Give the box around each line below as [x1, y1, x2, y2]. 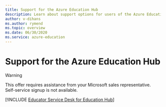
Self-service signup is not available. [5, 87, 78, 93]
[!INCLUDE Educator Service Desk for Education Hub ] [5, 97, 115, 103]
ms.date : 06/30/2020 [5, 30, 48, 35]
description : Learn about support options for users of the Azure [5, 12, 145, 17]
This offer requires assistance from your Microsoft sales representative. [5, 82, 151, 88]
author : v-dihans [5, 16, 41, 21]
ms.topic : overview [5, 26, 45, 31]
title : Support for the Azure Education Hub [5, 7, 98, 12]
